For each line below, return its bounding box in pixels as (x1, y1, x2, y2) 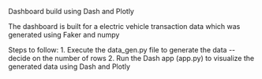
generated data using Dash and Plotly (8, 62, 131, 71)
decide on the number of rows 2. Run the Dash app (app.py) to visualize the (8, 54, 255, 63)
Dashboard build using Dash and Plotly (8, 7, 134, 16)
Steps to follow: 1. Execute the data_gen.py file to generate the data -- (8, 45, 236, 54)
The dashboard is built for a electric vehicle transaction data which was (8, 22, 241, 31)
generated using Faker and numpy (8, 31, 120, 39)
